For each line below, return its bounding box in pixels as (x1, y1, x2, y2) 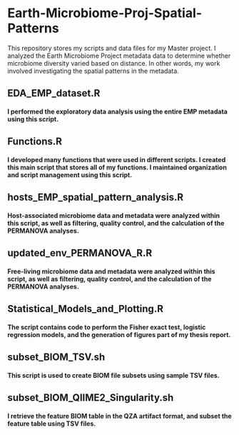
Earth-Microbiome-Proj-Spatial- (7, 5, 202, 21)
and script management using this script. (7, 170, 133, 179)
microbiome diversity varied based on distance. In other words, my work (7, 59, 220, 67)
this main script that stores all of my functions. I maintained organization (7, 163, 227, 171)
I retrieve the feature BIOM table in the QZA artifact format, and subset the (7, 411, 232, 420)
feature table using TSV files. (7, 419, 96, 428)
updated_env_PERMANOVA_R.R (7, 247, 152, 259)
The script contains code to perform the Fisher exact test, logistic (7, 323, 206, 331)
